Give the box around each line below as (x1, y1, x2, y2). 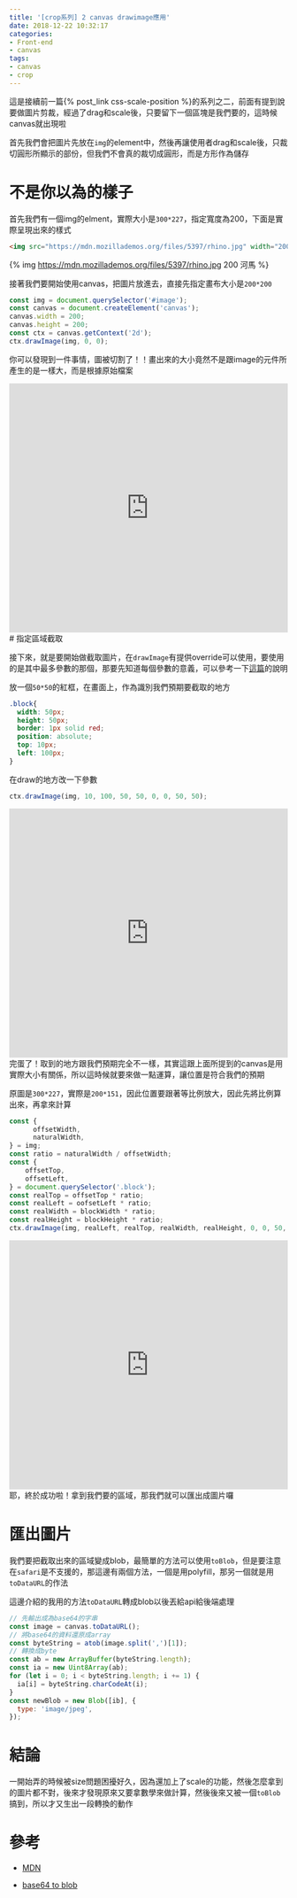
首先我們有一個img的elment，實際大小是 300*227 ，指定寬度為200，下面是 (9, 213, 276, 224)
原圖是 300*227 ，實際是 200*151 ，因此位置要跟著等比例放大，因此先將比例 (9, 1088, 274, 1098)
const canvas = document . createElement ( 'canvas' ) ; (9, 304, 200, 313)
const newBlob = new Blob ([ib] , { (9, 1696, 137, 1705)
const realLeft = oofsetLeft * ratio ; (9, 1199, 152, 1208)
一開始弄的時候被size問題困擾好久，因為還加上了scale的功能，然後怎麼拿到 (9, 1777, 284, 1787)
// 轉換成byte (9, 1646, 57, 1656)
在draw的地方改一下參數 (9, 774, 98, 785)
